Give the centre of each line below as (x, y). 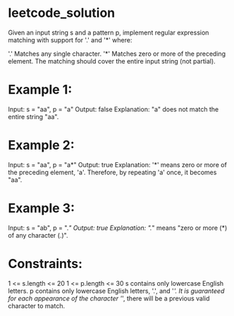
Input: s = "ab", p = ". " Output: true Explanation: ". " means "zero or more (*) (118, 228)
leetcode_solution (62, 13)
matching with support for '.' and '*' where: (70, 39)
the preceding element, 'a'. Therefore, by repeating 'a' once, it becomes (112, 172)
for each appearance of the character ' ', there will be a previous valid (109, 298)
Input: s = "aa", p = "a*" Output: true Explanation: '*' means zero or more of (118, 164)
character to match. (37, 305)
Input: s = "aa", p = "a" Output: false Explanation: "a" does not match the (113, 109)
